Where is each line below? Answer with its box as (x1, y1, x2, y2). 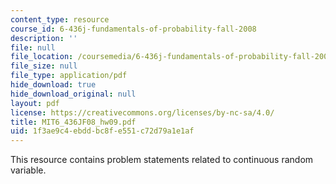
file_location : (10, 52, 74, 62)
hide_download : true (10, 80, 97, 90)
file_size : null (10, 61, 78, 71)
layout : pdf (10, 98, 60, 108)
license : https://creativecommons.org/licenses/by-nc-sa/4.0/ (10, 107, 275, 118)
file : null (10, 42, 56, 53)
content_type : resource (10, 14, 110, 25)
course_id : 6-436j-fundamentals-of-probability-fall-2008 (10, 24, 257, 34)
